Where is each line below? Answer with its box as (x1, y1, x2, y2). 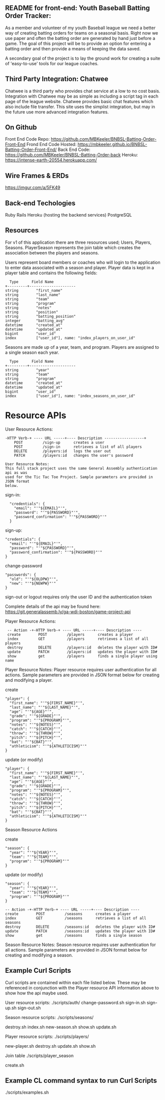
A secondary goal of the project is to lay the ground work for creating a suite (5, 55, 161, 61)
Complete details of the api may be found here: (5, 603, 101, 609)
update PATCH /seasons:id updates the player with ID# (5, 928, 155, 934)
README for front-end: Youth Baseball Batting (5, 4, 150, 12)
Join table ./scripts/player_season (5, 1053, 74, 1059)
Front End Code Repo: (5, 136, 50, 142)
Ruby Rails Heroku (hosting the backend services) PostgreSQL (5, 212, 132, 218)
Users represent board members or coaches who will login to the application (5, 259, 161, 265)
